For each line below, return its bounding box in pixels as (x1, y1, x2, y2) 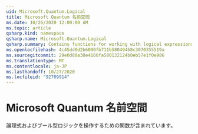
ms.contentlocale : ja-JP (6, 63, 67, 69)
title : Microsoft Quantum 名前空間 (6, 14, 90, 20)
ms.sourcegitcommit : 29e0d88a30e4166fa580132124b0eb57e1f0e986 (6, 52, 165, 58)
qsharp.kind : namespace (6, 31, 65, 36)
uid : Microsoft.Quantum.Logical (6, 8, 85, 15)
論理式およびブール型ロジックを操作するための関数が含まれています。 (6, 122, 176, 129)
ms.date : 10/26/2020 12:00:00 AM (6, 19, 88, 25)
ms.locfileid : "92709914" (6, 74, 70, 80)
